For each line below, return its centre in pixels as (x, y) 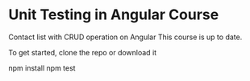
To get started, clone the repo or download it (83, 52)
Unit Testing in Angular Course (114, 15)
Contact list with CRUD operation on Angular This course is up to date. (125, 37)
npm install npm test (42, 68)
